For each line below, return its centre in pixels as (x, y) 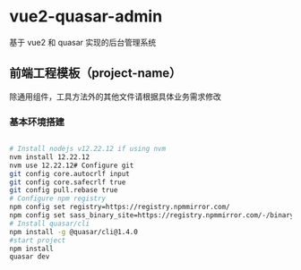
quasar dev (30, 257)
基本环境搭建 (37, 122)
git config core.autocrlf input (69, 173)
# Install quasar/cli (50, 224)
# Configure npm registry (57, 198)
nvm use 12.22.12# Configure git (72, 165)
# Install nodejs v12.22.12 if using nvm (88, 149)
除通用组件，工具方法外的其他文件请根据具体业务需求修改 (115, 97)
